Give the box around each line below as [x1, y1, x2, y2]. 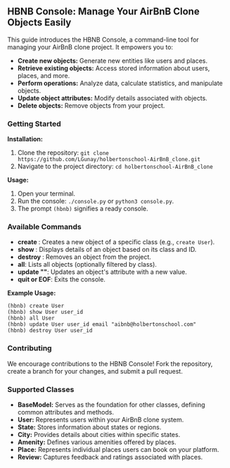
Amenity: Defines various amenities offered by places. [17, 438, 177, 446]
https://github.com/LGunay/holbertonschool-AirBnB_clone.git [17, 156, 201, 163]
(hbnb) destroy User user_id [7, 327, 93, 334]
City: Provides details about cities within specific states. [17, 431, 181, 438]
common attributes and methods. [17, 408, 115, 416]
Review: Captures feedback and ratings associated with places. [17, 453, 203, 461]
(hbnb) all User [7, 315, 55, 322]
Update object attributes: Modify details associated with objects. [17, 94, 207, 102]
